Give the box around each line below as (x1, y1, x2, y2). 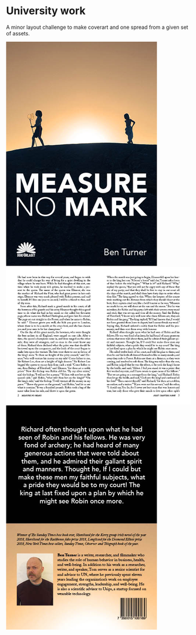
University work (6, 4, 86, 18)
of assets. (6, 29, 31, 37)
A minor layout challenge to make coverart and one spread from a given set (6, 24, 189, 31)
